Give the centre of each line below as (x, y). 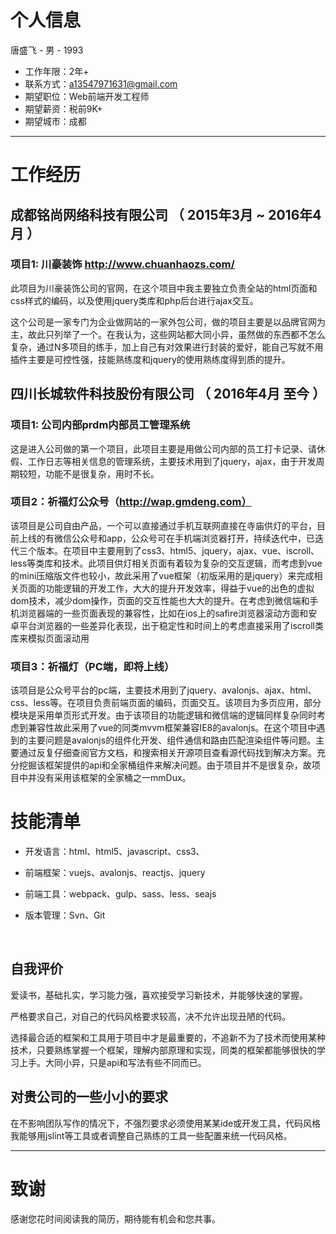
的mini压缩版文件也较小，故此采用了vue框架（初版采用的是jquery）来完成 (162, 575)
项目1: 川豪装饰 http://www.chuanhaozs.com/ (122, 264)
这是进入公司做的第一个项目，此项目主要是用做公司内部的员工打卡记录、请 (163, 448)
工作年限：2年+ (57, 71)
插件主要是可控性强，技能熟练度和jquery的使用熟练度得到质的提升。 (150, 359)
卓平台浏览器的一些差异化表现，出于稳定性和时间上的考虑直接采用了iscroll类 (167, 625)
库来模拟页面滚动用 (50, 638)
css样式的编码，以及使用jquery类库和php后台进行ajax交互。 (134, 300)
